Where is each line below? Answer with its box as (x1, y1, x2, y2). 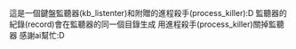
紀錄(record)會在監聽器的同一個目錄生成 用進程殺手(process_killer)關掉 (9, 19, 269, 29)
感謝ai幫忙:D (19, 30, 65, 40)
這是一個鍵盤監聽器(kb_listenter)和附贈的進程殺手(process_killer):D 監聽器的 (9, 8, 287, 18)
